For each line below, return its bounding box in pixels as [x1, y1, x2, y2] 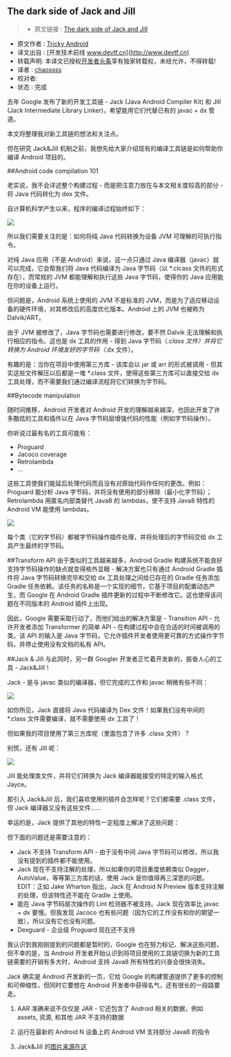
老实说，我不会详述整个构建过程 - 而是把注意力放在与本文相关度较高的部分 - [7, 181, 223, 189]
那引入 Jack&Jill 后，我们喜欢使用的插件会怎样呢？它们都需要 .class [7, 795, 199, 803]
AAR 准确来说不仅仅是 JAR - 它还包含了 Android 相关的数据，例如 [17, 1004, 203, 1013]
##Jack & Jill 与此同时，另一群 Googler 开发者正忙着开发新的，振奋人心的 [7, 654, 217, 663]
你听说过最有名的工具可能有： [7, 428, 92, 437]
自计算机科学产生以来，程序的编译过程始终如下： [7, 204, 146, 213]
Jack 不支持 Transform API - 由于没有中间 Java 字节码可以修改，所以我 [17, 847, 219, 856]
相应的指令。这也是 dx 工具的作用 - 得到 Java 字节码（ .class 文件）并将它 [12, 336, 223, 345]
